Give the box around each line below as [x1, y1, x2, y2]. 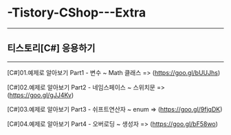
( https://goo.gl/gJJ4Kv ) [7, 91, 74, 99]
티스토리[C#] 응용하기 [7, 43, 96, 54]
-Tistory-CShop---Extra [7, 5, 146, 21]
